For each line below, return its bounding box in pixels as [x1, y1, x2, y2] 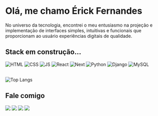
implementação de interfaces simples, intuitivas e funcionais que [5, 27, 142, 33]
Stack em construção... [5, 48, 82, 56]
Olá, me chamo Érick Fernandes [5, 5, 143, 17]
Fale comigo [5, 91, 45, 100]
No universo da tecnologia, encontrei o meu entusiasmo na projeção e [5, 22, 153, 28]
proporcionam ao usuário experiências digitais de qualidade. [5, 33, 133, 39]
